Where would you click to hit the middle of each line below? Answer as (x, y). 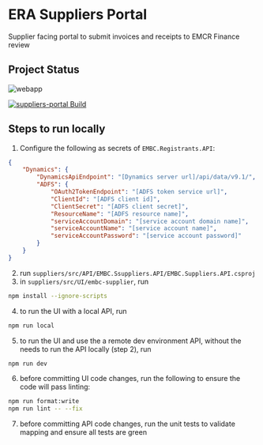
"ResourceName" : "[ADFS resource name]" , (120, 214)
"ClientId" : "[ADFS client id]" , (105, 199)
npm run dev (28, 364)
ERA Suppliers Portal (78, 15)
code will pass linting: (55, 387)
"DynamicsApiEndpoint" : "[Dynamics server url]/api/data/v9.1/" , (147, 177)
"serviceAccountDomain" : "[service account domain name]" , (149, 221)
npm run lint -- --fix (45, 409)
